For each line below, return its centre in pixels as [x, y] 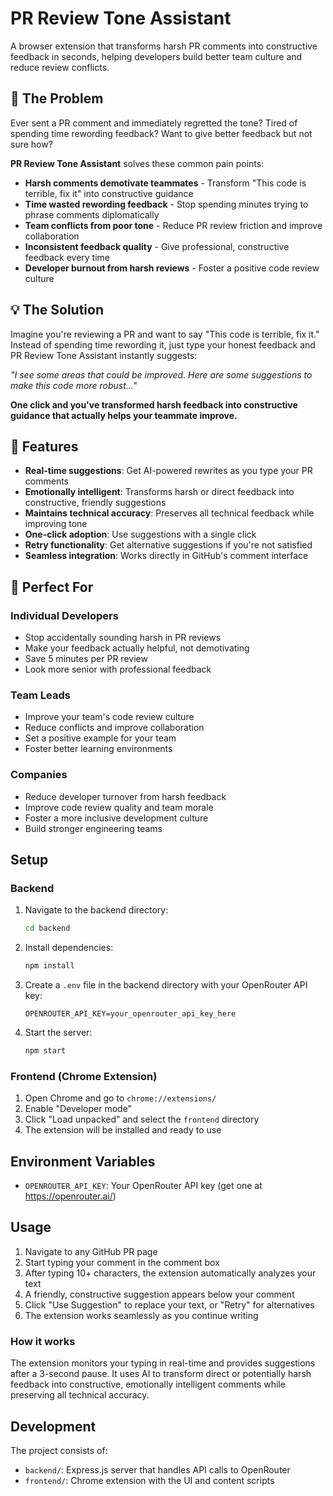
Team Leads [40, 695]
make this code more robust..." [74, 385]
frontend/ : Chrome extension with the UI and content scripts [149, 1480]
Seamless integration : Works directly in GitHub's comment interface [166, 556]
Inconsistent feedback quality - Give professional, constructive [157, 246]
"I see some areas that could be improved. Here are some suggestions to [161, 374]
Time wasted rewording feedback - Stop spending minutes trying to [166, 204]
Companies [39, 775]
